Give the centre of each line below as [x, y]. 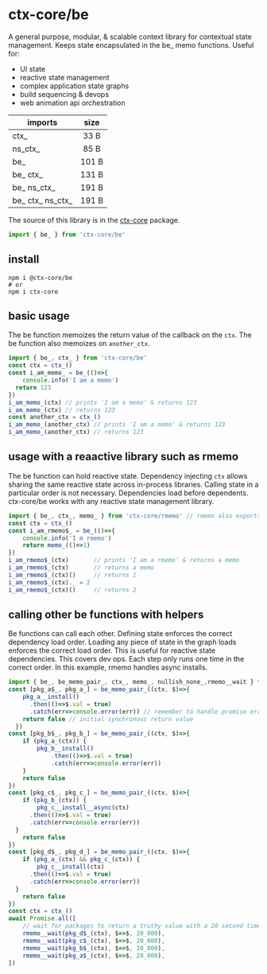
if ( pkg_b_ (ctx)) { [55, 801]
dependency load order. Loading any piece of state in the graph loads [122, 642]
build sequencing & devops [64, 94]
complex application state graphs [74, 86]
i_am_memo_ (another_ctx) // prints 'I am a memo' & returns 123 [117, 425]
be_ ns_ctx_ [34, 187]
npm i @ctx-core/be [41, 277]
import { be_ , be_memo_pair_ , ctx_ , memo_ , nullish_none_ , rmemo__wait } [131, 682]
